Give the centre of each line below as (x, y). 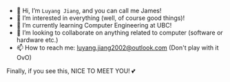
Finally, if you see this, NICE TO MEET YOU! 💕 (71, 71)
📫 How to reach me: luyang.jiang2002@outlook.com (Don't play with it (117, 48)
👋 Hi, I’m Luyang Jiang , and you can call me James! (89, 11)
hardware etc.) (37, 40)
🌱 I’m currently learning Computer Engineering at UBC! (94, 25)
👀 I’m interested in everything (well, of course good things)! (101, 18)
